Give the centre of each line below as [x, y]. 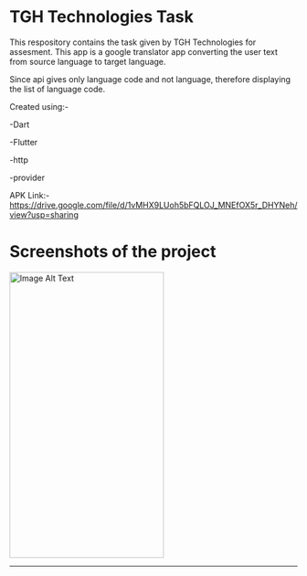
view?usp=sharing [44, 214]
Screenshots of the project [113, 252]
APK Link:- [30, 195]
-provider [27, 177]
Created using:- [39, 106]
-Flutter [24, 142]
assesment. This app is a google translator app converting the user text [144, 51]
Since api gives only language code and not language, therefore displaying [150, 79]
